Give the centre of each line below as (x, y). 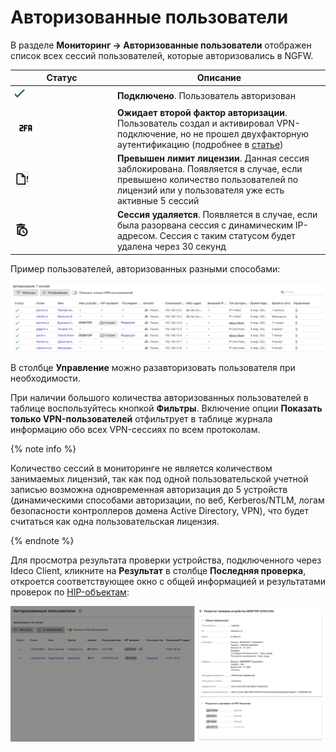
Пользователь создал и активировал (196, 123)
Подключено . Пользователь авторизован (206, 95)
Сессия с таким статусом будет (227, 236)
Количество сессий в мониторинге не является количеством (141, 468)
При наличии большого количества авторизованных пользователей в (159, 398)
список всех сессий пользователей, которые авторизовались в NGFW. (162, 55)
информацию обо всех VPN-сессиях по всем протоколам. (135, 430)
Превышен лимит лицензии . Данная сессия (213, 158)
